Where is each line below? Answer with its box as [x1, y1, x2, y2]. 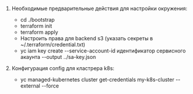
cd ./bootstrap [20, 16, 55, 23]
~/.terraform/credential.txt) [20, 41, 86, 48]
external [20, 82, 40, 89]
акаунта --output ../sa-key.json [20, 54, 96, 60]
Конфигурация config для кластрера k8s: [11, 65, 115, 72]
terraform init [20, 23, 53, 29]
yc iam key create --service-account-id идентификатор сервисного [20, 47, 186, 54]
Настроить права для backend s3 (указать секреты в [20, 35, 153, 41]
